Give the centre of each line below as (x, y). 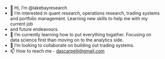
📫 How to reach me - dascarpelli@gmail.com (57, 51)
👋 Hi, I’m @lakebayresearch (38, 8)
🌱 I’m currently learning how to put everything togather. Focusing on (81, 35)
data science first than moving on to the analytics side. (67, 40)
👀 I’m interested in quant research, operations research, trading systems (85, 13)
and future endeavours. (34, 29)
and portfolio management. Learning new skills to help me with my (79, 18)
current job (21, 24)
